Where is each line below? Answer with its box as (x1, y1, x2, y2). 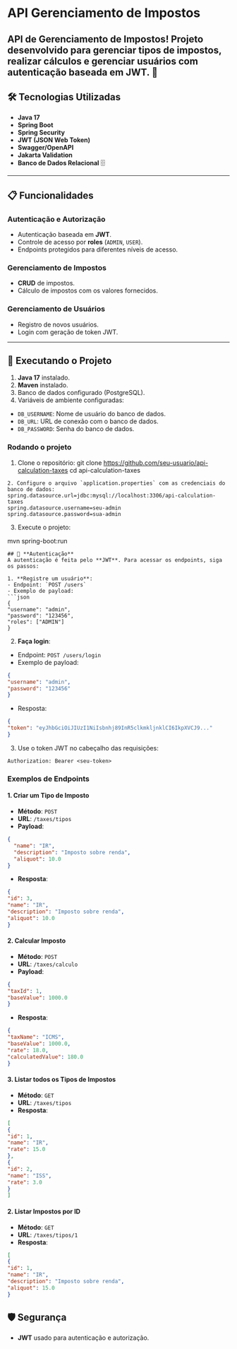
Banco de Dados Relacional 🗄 (17, 159, 106, 167)
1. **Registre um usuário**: (7, 575, 93, 582)
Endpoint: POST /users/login (17, 650, 101, 659)
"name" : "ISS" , (7, 1172, 52, 1179)
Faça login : (17, 637, 51, 645)
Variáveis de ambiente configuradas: (17, 396, 125, 404)
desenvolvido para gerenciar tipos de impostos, (7, 44, 222, 56)
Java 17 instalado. (17, 373, 71, 382)
